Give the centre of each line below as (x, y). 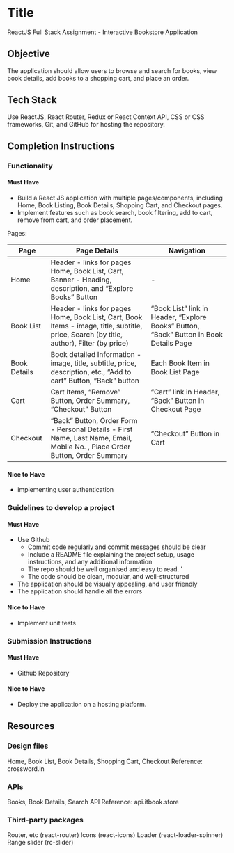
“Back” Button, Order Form (94, 421)
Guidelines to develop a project (61, 508)
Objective (29, 54)
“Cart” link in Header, (185, 392)
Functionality (30, 166)
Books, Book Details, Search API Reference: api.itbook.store (93, 802)
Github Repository (43, 673)
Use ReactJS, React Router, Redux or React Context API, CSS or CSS (106, 117)
